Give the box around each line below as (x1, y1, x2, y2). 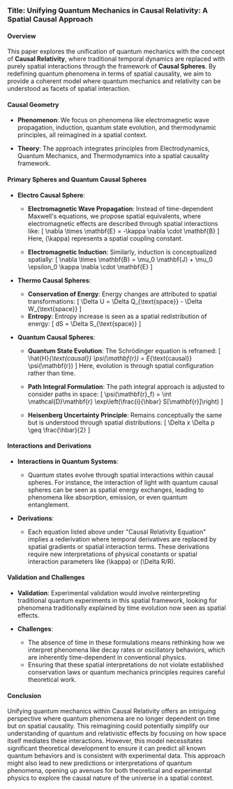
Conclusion (7, 691, 42, 699)
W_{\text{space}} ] (27, 304, 82, 313)
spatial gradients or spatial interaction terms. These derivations (27, 542, 210, 550)
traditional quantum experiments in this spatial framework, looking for (17, 596, 218, 604)
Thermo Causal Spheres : (17, 276, 91, 285)
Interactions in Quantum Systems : (17, 457, 119, 465)
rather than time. (27, 369, 76, 377)
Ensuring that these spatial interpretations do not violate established (27, 660, 224, 669)
